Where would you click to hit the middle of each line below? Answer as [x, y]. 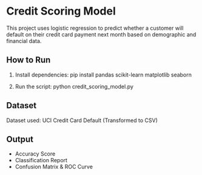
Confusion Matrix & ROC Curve [54, 167]
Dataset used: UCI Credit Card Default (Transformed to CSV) [82, 120]
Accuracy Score [35, 154]
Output [20, 139]
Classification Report [41, 160]
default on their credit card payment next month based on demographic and [101, 34]
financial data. [24, 41]
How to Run [29, 60]
